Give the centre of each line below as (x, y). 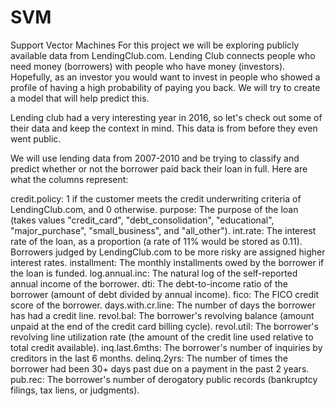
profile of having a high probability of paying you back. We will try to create (165, 87)
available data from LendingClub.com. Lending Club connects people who (163, 55)
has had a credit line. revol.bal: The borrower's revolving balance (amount (162, 315)
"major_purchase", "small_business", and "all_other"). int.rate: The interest (163, 230)
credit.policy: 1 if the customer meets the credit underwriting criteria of (156, 198)
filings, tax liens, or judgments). (75, 390)
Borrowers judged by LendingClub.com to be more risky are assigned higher (168, 252)
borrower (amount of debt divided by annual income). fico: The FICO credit (165, 294)
